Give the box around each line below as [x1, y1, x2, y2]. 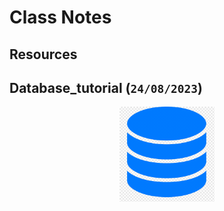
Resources [9, 46, 78, 63]
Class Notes [9, 6, 112, 29]
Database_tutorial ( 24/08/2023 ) [9, 79, 203, 96]
